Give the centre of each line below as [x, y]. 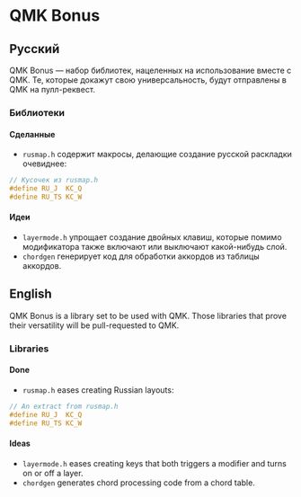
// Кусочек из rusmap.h [54, 181]
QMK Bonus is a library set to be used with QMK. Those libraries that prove [148, 315]
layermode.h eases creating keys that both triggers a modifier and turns [155, 463]
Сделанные [32, 134]
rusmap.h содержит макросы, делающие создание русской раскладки [157, 155]
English [31, 294]
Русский [35, 49]
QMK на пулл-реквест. [53, 89]
